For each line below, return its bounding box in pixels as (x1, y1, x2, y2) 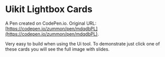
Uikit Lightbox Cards (5, 4, 92, 15)
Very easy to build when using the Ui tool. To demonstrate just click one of (5, 40, 160, 46)
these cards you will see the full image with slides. (5, 46, 110, 52)
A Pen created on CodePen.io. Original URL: (5, 20, 97, 26)
